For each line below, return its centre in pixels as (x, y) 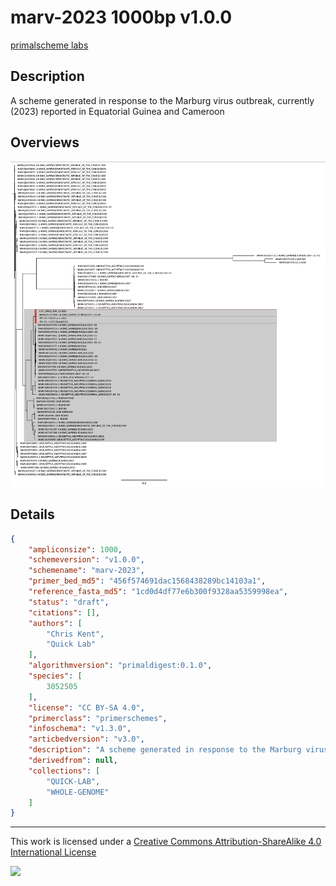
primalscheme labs (49, 45)
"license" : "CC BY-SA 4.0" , (86, 707)
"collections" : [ (64, 771)
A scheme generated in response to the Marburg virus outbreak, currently (162, 100)
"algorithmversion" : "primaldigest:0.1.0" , (120, 666)
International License (53, 852)
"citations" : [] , (64, 612)
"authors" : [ (55, 623)
